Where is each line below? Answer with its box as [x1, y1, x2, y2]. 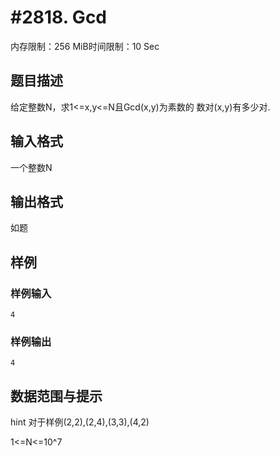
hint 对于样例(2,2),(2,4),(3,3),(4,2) [10, 416, 150, 428]
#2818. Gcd [10, 6, 107, 29]
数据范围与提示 [10, 387, 103, 405]
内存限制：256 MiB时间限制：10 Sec [10, 40, 160, 52]
